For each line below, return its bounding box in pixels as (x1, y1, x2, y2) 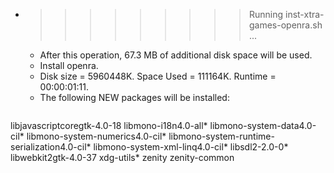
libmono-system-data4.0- (209, 120, 317, 131)
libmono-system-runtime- (168, 130, 275, 142)
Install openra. (39, 60, 99, 71)
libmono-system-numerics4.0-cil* (26, 130, 167, 142)
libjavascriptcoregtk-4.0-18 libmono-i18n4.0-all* (10, 120, 208, 131)
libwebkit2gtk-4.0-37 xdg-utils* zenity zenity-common (10, 152, 235, 163)
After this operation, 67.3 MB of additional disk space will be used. (39, 49, 313, 61)
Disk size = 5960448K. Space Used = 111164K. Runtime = (39, 70, 277, 82)
